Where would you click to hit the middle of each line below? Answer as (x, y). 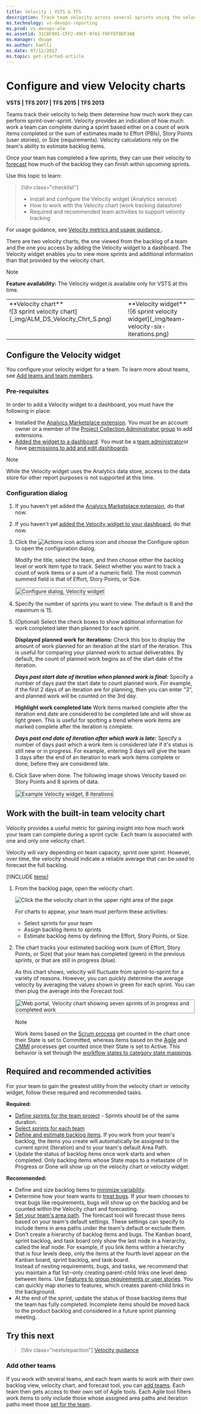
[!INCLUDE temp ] (28, 877)
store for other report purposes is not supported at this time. (80, 478)
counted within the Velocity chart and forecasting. (77, 1208)
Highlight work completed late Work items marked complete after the (101, 707)
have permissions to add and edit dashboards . (72, 448)
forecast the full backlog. (37, 865)
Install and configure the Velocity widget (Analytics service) (103, 199)
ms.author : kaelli (29, 46)
